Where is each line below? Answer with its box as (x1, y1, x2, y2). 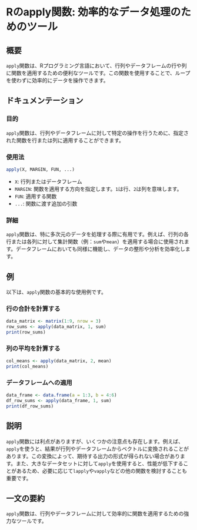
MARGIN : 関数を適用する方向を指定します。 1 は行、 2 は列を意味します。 (14, 185, 182, 192)
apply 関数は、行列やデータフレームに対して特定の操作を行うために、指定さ (6, 129, 189, 136)
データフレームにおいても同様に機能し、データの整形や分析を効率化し (15, 246, 186, 253)
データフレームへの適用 (6, 378, 72, 386)
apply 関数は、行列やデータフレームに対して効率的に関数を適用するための (6, 510, 184, 517)
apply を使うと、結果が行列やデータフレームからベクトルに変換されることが (6, 445, 189, 452)
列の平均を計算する (6, 344, 61, 352)
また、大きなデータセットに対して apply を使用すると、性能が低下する (15, 460, 183, 467)
